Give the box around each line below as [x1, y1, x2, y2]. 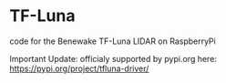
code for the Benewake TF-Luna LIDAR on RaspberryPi [9, 36, 216, 47]
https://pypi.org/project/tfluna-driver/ [9, 63, 149, 74]
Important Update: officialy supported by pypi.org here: [9, 53, 217, 64]
